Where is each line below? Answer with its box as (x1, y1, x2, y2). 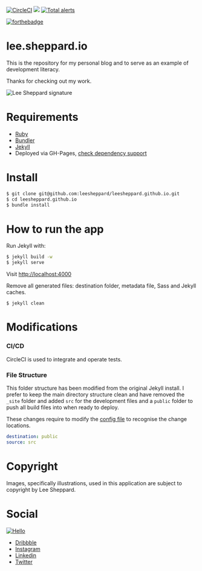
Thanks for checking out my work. (6, 77, 92, 85)
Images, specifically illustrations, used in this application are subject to (6, 479, 183, 486)
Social (6, 507, 38, 521)
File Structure (6, 370, 47, 379)
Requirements (6, 111, 79, 124)
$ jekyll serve (6, 260, 45, 266)
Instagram (15, 545, 41, 552)
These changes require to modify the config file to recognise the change (6, 415, 187, 422)
